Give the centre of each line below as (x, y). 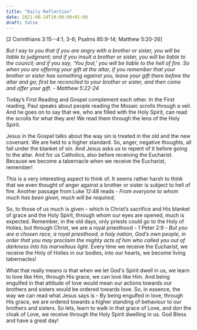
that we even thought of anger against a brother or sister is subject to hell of (98, 185)
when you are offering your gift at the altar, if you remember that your (91, 70)
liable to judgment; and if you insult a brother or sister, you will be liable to (96, 57)
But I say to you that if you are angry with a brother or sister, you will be (93, 51)
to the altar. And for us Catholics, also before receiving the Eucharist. (90, 155)
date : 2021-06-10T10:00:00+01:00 (47, 17)
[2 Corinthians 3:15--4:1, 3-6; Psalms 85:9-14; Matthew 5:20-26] (84, 39)
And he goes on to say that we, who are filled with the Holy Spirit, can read (97, 112)
